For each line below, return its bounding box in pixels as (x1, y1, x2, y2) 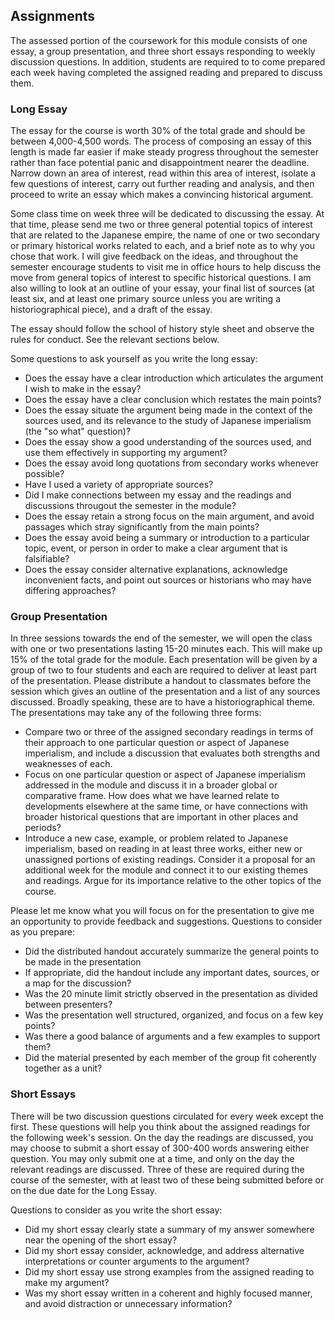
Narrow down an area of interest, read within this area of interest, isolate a (10, 167, 317, 179)
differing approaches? (24, 585, 117, 597)
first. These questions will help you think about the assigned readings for (10, 1120, 311, 1133)
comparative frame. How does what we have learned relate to (24, 790, 280, 802)
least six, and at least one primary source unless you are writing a (10, 293, 281, 305)
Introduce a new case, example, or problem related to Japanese (24, 832, 289, 844)
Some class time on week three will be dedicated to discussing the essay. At (10, 208, 325, 220)
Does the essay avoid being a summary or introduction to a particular (24, 532, 310, 544)
